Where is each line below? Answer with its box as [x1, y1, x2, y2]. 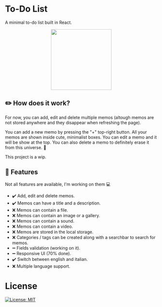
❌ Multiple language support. [12, 263, 71, 269]
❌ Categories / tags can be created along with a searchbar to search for [12, 234, 156, 240]
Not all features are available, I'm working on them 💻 [5, 181, 111, 187]
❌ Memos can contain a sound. [12, 218, 74, 224]
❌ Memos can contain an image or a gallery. [12, 212, 100, 218]
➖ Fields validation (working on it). [12, 245, 81, 251]
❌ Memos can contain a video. [12, 223, 74, 229]
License [5, 280, 38, 291]
